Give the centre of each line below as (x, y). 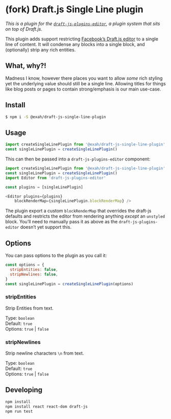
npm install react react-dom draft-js (46, 406)
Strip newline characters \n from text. (45, 353)
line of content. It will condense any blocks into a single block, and (75, 44)
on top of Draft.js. (24, 29)
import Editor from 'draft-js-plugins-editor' (56, 178)
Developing (24, 390)
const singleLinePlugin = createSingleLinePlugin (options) (69, 284)
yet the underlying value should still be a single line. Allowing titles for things (86, 83)
